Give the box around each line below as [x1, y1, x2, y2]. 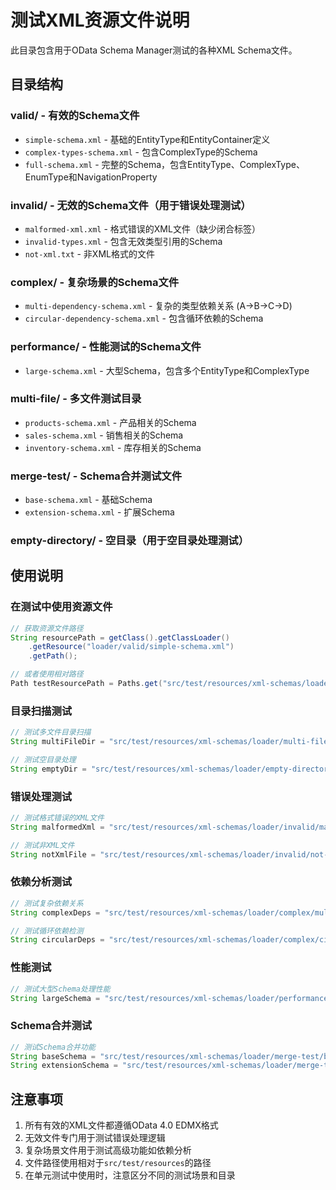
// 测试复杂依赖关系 [10, 898, 84, 908]
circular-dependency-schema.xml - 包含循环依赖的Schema [24, 312, 264, 325]
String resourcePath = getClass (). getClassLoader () [10, 632, 230, 643]
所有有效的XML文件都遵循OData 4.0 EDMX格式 [24, 1119, 219, 1131]
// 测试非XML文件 [10, 840, 75, 850]
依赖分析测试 [10, 875, 73, 889]
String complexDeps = [10, 907, 101, 918]
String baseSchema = [10, 1051, 97, 1061]
